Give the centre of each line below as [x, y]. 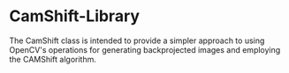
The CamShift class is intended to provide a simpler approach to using [137, 40]
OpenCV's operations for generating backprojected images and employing [145, 49]
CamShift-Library [74, 16]
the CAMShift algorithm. [53, 59]
